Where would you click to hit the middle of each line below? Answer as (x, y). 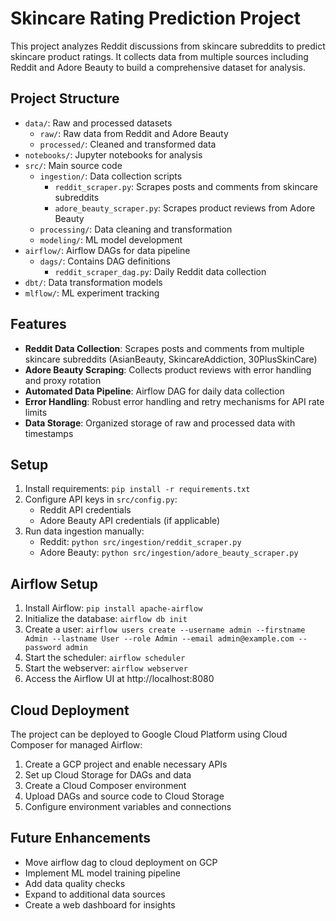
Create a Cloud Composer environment (105, 785)
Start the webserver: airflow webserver (106, 668)
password (43, 648)
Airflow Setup (54, 583)
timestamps (49, 433)
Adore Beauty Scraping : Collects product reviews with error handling (168, 369)
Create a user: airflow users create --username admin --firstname (165, 629)
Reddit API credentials (85, 510)
